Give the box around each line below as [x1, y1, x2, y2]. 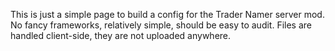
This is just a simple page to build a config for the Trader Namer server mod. [10, 9, 325, 20]
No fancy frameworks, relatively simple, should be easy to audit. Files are [10, 19, 313, 31]
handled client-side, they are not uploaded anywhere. [10, 30, 232, 41]
